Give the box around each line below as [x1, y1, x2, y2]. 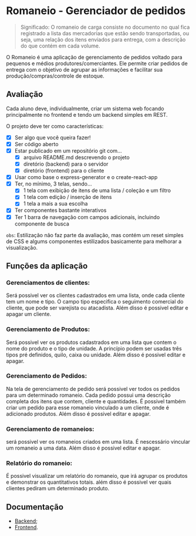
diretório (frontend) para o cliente [23, 167, 104, 174]
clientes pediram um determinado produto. [6, 485, 110, 492]
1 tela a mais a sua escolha [23, 200, 88, 207]
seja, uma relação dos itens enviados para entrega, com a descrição [20, 36, 186, 43]
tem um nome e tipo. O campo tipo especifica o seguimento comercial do [6, 298, 184, 305]
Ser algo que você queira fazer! [14, 134, 91, 141]
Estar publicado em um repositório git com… [14, 147, 122, 154]
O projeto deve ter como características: [6, 122, 104, 130]
